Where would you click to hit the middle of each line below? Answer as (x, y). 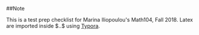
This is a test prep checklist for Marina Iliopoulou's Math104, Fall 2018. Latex (100, 20)
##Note (15, 8)
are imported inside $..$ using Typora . (53, 26)
